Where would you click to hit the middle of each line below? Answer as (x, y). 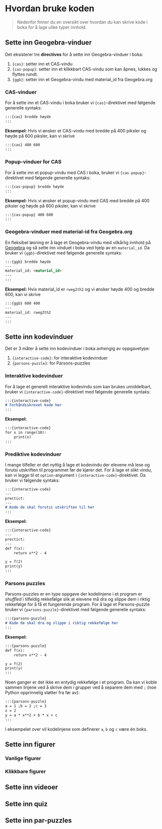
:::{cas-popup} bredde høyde (35, 187)
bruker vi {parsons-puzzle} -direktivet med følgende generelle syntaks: (76, 610)
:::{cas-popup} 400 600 (29, 215)
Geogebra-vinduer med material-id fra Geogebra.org (69, 232)
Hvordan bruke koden (50, 9)
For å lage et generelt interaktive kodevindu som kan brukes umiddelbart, (78, 386)
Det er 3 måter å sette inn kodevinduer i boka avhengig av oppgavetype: (78, 349)
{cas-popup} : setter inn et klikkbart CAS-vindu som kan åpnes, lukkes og (84, 69)
